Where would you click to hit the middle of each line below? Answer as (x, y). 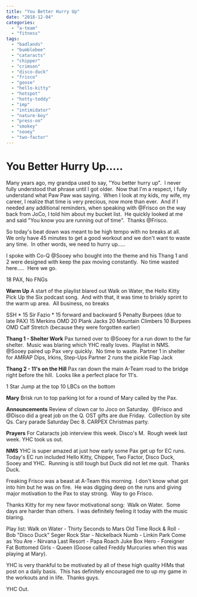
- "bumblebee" (28, 50)
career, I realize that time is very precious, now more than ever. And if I (92, 201)
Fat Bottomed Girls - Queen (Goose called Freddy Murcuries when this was (97, 547)
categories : (21, 22)
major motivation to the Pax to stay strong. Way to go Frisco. (80, 493)
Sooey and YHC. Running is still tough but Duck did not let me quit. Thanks (98, 463)
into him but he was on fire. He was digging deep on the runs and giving (94, 487)
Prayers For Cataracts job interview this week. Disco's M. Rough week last (97, 433)
